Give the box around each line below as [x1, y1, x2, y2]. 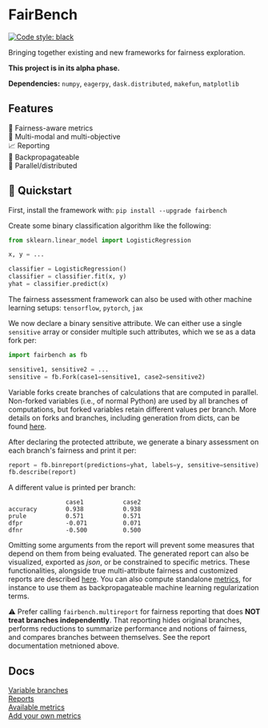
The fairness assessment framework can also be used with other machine [8, 294, 252, 304]
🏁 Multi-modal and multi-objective [8, 131, 121, 141]
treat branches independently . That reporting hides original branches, [8, 615, 242, 625]
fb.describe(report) [8, 469, 78, 477]
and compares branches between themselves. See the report [8, 633, 210, 642]
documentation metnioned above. [8, 641, 120, 650]
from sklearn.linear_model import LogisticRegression [8, 236, 192, 244]
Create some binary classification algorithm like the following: [8, 220, 212, 230]
